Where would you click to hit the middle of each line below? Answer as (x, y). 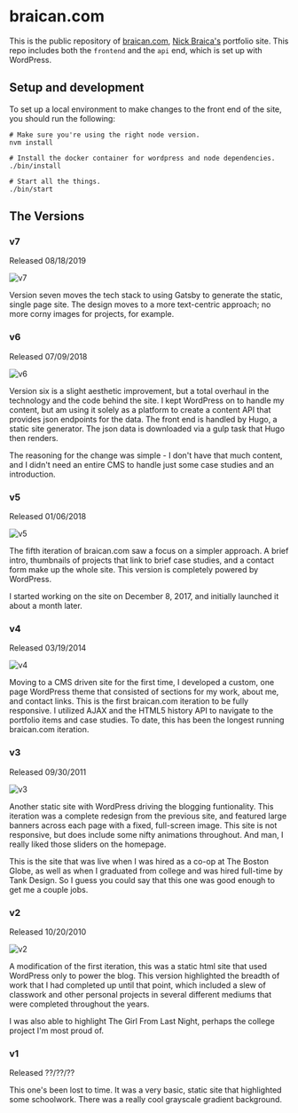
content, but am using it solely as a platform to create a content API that (140, 409)
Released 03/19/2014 (48, 648)
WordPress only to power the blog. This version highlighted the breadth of (145, 975)
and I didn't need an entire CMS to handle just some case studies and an (142, 464)
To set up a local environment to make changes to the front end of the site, (145, 109)
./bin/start (31, 189)
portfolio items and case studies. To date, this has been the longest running (147, 720)
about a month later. (46, 606)
